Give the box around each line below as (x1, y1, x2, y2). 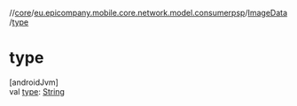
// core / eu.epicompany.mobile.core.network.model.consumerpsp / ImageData (9, 8, 288, 18)
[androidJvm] (9, 77, 59, 87)
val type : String (9, 86, 65, 96)
